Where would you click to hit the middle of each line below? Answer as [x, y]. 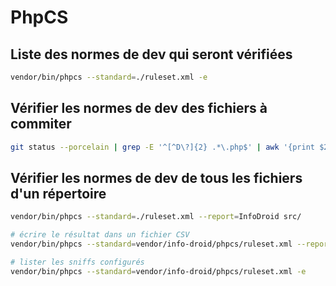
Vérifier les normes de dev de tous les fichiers [156, 177]
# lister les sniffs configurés [77, 262]
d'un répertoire [58, 193]
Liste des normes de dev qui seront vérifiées [151, 54]
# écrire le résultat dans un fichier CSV [100, 235]
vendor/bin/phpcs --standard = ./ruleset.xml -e [109, 77]
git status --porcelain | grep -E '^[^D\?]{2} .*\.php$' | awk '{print [162, 147]
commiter [41, 124]
